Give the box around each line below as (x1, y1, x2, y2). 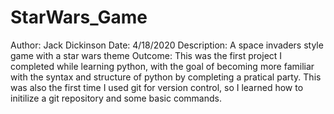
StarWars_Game (10, 6, 148, 29)
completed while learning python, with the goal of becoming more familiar (10, 60, 315, 72)
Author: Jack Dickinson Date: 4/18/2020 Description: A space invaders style (10, 39, 324, 51)
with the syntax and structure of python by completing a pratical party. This (10, 71, 322, 83)
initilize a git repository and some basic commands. (10, 92, 222, 104)
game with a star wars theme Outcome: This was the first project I (10, 49, 283, 61)
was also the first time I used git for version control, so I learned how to (10, 81, 304, 93)
